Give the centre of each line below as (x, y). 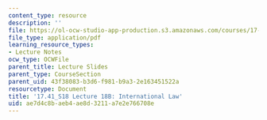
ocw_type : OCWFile (39, 60)
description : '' (35, 23)
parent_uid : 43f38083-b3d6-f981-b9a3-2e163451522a (94, 81)
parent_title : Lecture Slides (58, 67)
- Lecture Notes (35, 52)
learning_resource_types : (51, 45)
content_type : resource (48, 15)
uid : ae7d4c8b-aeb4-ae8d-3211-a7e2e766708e (81, 103)
